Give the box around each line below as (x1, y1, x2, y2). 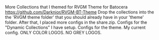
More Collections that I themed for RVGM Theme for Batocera (5, 4, 128, 10)
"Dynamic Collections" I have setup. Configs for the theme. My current (5, 25, 146, 30)
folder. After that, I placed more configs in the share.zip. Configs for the (5, 19, 147, 25)
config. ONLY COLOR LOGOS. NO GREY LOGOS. (5, 30, 102, 35)
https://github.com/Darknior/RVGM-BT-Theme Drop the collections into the (5, 9, 154, 15)
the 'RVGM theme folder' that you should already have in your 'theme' (5, 14, 144, 20)
